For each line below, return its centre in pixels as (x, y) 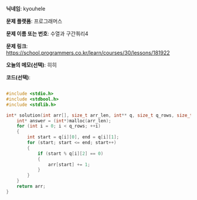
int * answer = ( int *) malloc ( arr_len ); (64, 121)
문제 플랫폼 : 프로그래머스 (34, 21)
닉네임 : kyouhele (26, 9)
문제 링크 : (17, 46)
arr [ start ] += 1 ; (69, 164)
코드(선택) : (18, 77)
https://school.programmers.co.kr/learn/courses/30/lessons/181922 (88, 53)
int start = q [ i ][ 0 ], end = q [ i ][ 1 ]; (73, 137)
